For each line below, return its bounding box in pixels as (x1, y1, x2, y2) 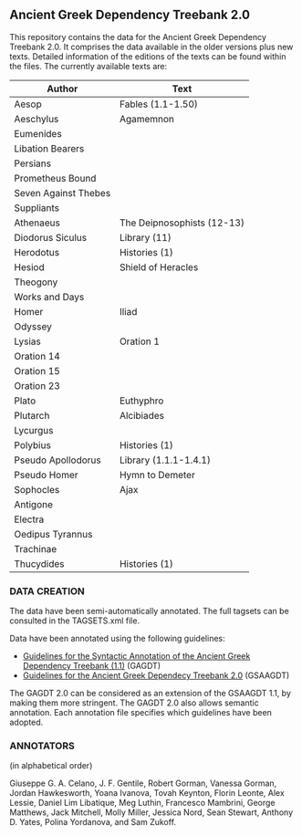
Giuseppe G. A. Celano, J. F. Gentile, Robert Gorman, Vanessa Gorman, (9, 778, 277, 789)
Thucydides (14, 557, 65, 570)
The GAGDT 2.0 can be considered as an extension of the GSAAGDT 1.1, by (9, 688, 292, 699)
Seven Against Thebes (14, 186, 111, 199)
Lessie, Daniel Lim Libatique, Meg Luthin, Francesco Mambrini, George (9, 798, 276, 809)
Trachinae (14, 542, 57, 555)
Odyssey (14, 319, 52, 332)
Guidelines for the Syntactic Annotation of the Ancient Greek (22, 651, 251, 662)
